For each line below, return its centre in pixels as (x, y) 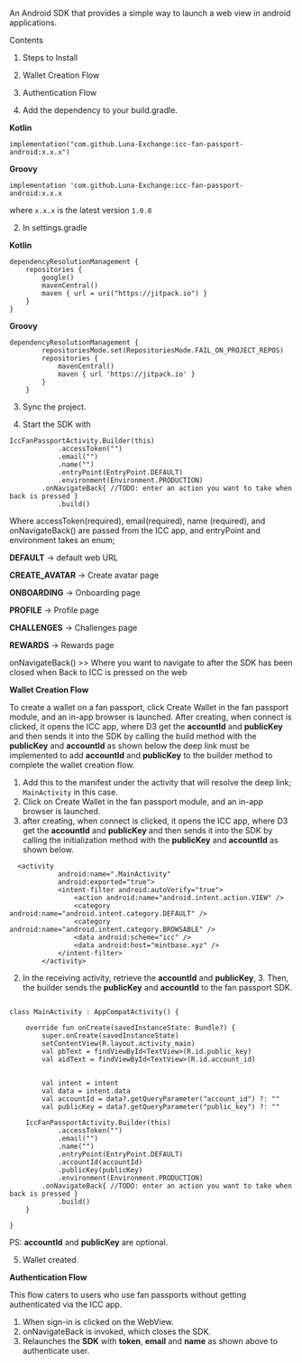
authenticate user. (56, 1351)
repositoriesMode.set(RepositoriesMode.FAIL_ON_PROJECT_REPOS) (163, 351)
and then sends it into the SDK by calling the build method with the (133, 736)
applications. (33, 23)
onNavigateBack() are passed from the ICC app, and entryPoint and (135, 531)
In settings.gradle (55, 228)
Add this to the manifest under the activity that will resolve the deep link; (156, 782)
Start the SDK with (57, 424)
